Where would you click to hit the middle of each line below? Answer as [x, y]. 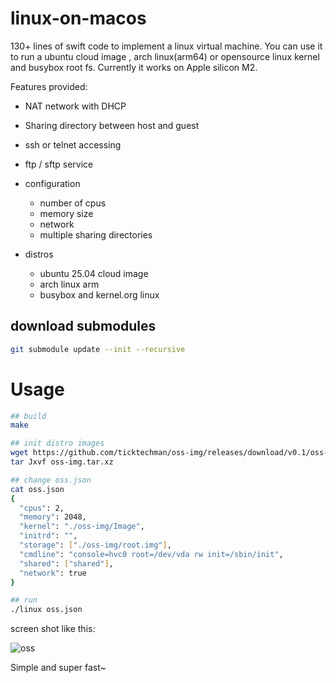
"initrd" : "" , [48, 536]
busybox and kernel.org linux [99, 294]
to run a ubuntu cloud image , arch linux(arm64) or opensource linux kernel [165, 56]
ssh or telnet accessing [73, 144]
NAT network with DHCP [75, 106]
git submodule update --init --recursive [98, 349]
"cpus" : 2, [42, 508]
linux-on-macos [78, 18]
